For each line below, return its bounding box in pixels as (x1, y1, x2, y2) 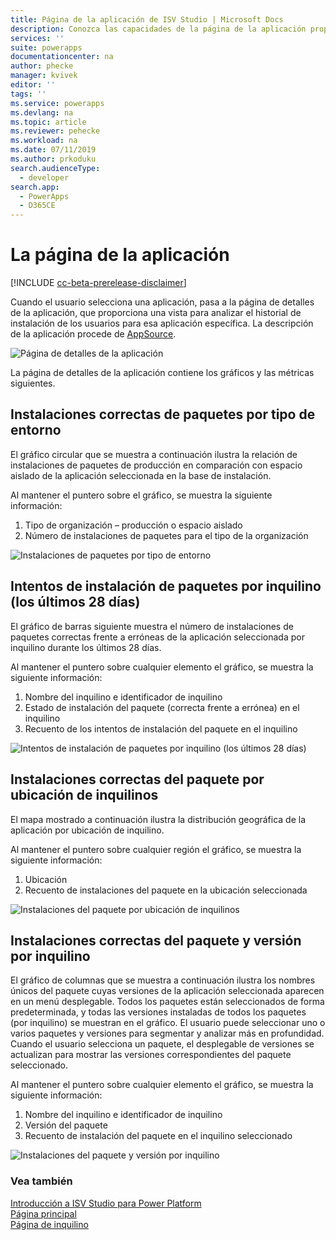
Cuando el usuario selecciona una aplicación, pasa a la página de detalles (10, 296, 315, 308)
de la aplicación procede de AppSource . (10, 328, 177, 340)
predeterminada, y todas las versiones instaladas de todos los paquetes (10, 1006, 307, 1018)
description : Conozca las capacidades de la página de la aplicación (10, 24, 307, 34)
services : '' (10, 33, 65, 43)
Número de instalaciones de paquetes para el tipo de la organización (24, 529, 309, 541)
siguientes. (10, 377, 56, 390)
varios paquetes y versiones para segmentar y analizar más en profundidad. (10, 1027, 325, 1040)
